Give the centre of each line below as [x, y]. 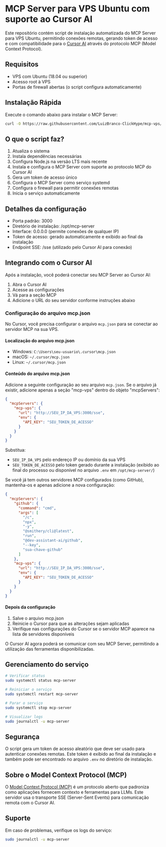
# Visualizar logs [24, 717]
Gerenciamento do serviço [47, 664]
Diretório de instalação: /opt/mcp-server [53, 226]
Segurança [22, 736]
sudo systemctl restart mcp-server [42, 694]
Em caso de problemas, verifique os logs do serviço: [59, 830]
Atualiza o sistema [31, 151]
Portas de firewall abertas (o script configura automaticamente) [77, 87]
